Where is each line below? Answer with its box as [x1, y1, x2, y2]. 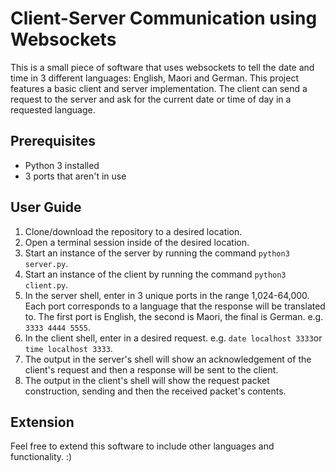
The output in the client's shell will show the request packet [24, 374, 270, 386]
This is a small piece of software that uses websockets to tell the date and [10, 61, 315, 73]
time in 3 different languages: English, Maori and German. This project [10, 72, 300, 84]
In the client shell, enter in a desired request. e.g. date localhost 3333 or [24, 332, 323, 344]
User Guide [10, 199, 82, 216]
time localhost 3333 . [24, 342, 113, 354]
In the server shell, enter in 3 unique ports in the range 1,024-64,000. [24, 289, 310, 301]
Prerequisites [10, 133, 96, 150]
